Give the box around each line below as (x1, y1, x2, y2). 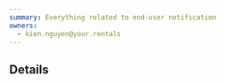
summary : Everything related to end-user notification (9, 12, 217, 22)
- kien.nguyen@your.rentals (17, 29, 122, 38)
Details (9, 62, 49, 77)
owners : (9, 21, 38, 30)
